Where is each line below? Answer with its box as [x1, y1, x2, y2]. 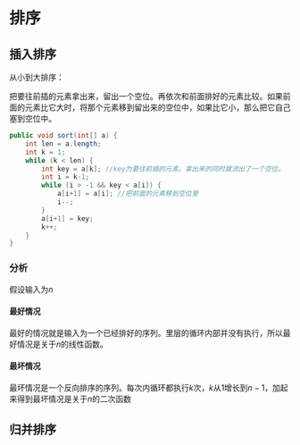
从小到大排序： [9, 72, 64, 82]
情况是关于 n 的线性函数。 [16, 339, 109, 349]
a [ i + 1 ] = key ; [41, 214, 94, 223]
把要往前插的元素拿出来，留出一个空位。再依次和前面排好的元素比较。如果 [9, 91, 283, 101]
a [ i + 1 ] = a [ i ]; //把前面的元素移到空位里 [56, 189, 199, 198]
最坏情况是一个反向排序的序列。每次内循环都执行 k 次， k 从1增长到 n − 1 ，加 [9, 382, 281, 393]
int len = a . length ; [25, 139, 102, 148]
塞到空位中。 [9, 113, 56, 123]
